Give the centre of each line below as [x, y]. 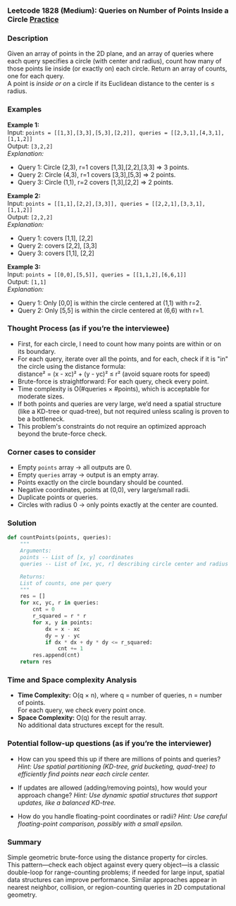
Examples [25, 109]
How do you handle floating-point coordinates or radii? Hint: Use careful [122, 816]
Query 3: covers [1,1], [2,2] [56, 253]
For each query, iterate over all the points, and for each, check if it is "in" [123, 359]
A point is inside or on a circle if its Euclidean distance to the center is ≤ [111, 84]
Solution [22, 523]
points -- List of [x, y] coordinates [77, 558]
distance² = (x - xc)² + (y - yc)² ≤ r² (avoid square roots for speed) [114, 374]
